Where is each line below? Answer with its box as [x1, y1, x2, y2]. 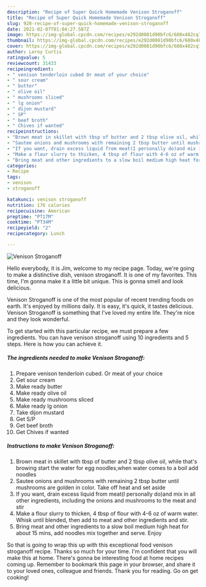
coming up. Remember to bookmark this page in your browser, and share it [7, 561, 196, 568]
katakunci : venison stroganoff [7, 196, 87, 203]
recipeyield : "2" [7, 225, 51, 231]
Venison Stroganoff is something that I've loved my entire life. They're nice [7, 308, 195, 316]
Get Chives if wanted [15, 428, 69, 435]
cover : [7, 43, 24, 50]
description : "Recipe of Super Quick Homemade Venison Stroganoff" [7, 9, 183, 15]
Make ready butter [15, 383, 63, 390]
